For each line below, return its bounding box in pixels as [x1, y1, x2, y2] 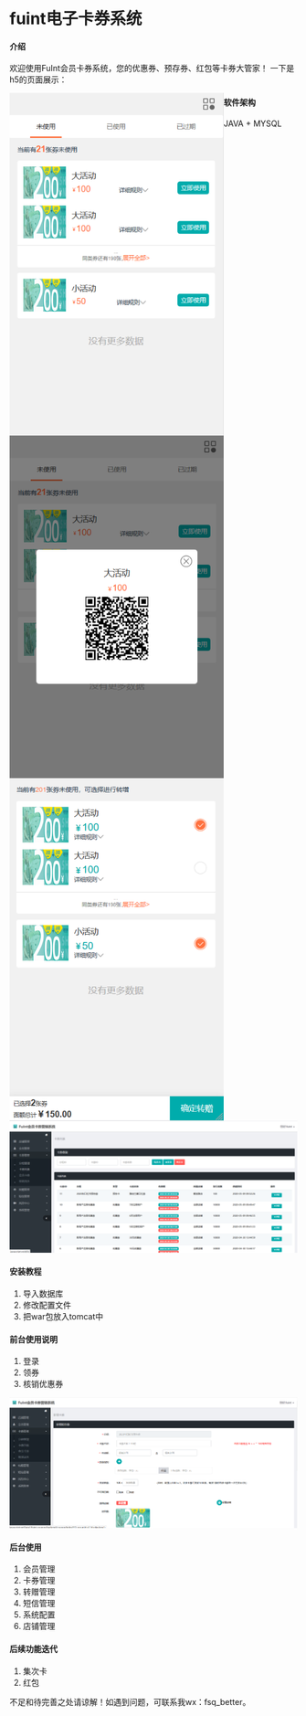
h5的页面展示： [9, 74, 68, 85]
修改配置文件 [22, 1299, 71, 1310]
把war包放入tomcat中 [22, 1310, 104, 1321]
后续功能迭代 [9, 1644, 58, 1655]
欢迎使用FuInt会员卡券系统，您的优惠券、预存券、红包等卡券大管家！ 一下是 [9, 63, 295, 74]
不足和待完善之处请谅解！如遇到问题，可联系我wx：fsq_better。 [9, 1696, 251, 1707]
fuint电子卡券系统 [9, 8, 142, 29]
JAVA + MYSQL [223, 118, 282, 129]
